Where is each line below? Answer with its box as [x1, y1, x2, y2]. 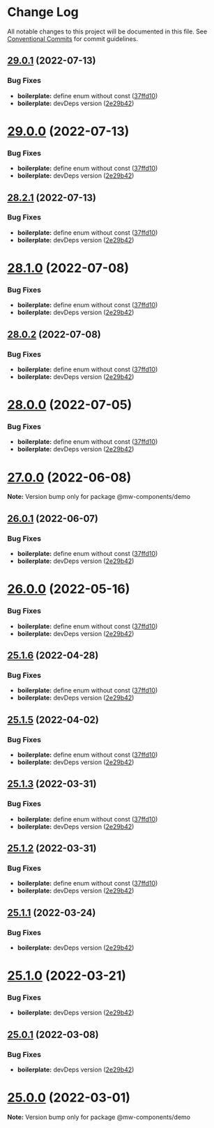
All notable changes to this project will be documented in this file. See [7, 27, 208, 36]
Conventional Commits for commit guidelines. [7, 34, 138, 43]
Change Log [7, 4, 79, 20]
